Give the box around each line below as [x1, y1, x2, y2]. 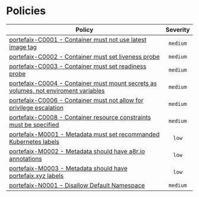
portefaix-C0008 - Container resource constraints [9, 113, 151, 121]
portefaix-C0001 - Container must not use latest [9, 35, 147, 44]
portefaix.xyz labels [9, 172, 64, 180]
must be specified [9, 120, 59, 128]
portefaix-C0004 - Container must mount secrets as [9, 79, 157, 87]
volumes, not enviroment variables [9, 86, 105, 95]
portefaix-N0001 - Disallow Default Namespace [9, 181, 145, 189]
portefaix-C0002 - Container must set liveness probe [9, 52, 160, 60]
